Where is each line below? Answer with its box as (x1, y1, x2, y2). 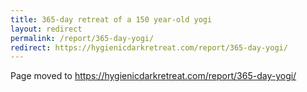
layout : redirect (10, 24, 83, 34)
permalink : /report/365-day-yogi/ (10, 33, 155, 43)
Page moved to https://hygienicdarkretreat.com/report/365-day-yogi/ (10, 70, 297, 82)
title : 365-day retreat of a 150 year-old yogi (10, 14, 213, 25)
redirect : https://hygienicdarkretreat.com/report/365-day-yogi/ (10, 42, 288, 53)
